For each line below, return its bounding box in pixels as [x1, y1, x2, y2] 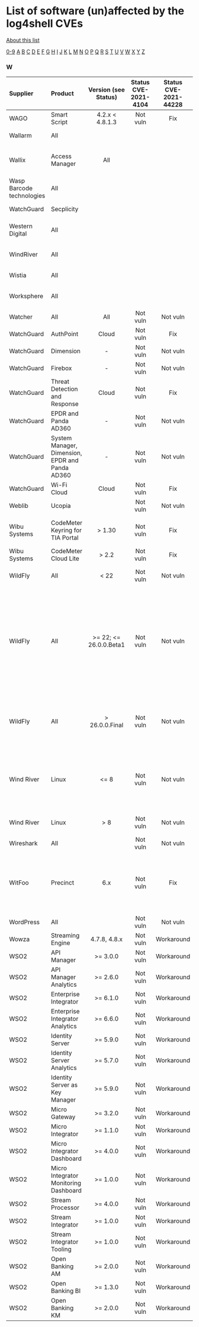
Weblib [9, 501, 28, 510]
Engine [50, 939, 70, 947]
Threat [50, 378, 70, 386]
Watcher [9, 313, 33, 321]
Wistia [9, 271, 27, 280]
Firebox [50, 364, 72, 372]
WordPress [9, 918, 40, 926]
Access [50, 152, 72, 161]
